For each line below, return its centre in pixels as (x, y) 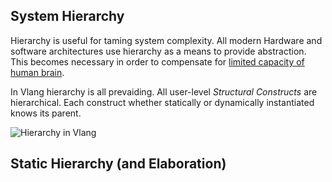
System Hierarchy (67, 16)
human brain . (37, 72)
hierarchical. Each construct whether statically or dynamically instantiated (162, 102)
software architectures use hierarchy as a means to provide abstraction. (158, 51)
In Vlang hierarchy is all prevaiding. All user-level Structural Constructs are (164, 91)
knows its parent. (46, 113)
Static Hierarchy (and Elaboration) (118, 164)
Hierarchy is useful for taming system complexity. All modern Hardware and (166, 40)
